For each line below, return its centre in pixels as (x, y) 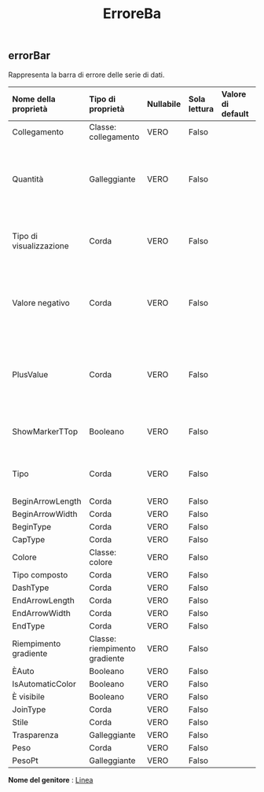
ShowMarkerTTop (45, 431)
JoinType (29, 709)
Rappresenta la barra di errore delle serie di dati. (86, 75)
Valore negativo (41, 302)
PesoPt (25, 761)
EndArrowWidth (41, 613)
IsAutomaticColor (44, 684)
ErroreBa (132, 14)
